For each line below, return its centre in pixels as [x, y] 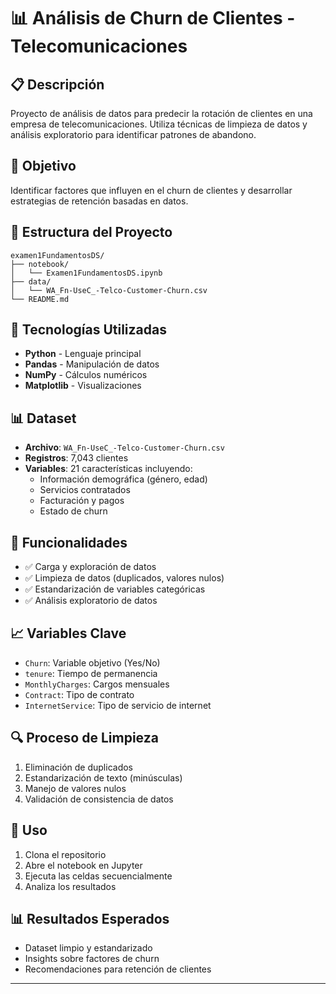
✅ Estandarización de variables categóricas [115, 589]
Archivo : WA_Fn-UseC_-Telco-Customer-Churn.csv [124, 447]
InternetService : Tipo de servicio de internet [118, 705]
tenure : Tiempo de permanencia [91, 673]
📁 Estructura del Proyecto [91, 232]
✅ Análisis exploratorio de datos [91, 601]
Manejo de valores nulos [75, 788]
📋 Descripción [57, 84]
